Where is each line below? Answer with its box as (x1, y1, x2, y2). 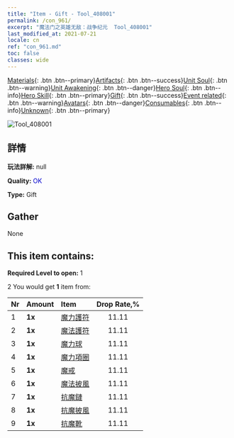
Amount (26, 299, 55, 309)
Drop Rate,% (96, 299, 140, 309)
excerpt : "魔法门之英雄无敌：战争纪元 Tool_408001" (7, 23, 152, 30)
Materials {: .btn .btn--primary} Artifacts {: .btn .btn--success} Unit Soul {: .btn (7, 76, 228, 84)
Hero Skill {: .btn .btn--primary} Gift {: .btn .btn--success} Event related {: (21, 91, 227, 99)
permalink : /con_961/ (7, 17, 72, 24)
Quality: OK (7, 176, 43, 185)
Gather (7, 210, 39, 223)
